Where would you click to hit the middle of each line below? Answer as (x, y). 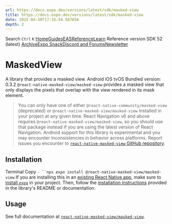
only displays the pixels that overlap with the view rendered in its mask (80, 90)
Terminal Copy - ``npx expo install (44, 172)
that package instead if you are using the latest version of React (85, 127)
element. (15, 96)
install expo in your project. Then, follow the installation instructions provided (86, 183)
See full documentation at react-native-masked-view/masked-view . (75, 216)
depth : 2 (15, 24)
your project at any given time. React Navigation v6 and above (84, 116)
